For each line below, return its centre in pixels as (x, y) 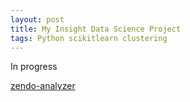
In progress (34, 67)
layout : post (37, 19)
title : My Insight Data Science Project (96, 29)
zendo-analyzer (43, 86)
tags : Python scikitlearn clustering (89, 38)
